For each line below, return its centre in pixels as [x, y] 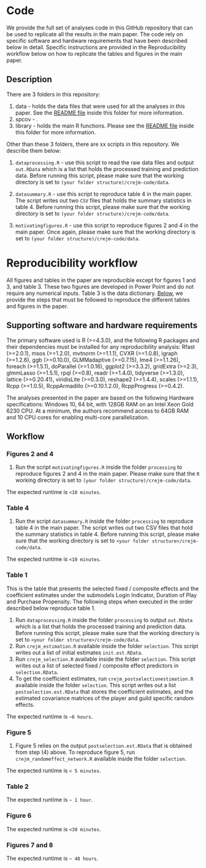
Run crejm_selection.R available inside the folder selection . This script [105, 659]
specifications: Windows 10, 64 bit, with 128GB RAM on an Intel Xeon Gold [100, 404]
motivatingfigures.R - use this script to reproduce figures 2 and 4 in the [107, 225]
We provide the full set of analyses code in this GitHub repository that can [100, 28]
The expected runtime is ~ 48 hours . [52, 858]
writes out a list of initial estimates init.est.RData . [79, 652]
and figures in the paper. [37, 306]
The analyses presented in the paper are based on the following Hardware [100, 398]
